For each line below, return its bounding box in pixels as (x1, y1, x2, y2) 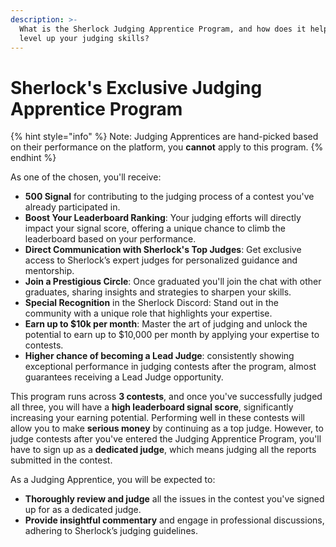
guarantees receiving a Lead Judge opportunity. (24, 371, 224, 383)
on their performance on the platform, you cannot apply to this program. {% (10, 141, 324, 153)
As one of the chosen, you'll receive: (10, 171, 162, 183)
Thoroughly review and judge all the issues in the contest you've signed (24, 493, 325, 505)
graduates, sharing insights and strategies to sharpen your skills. (24, 286, 292, 298)
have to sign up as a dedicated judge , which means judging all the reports (10, 444, 317, 456)
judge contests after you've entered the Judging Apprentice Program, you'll (10, 433, 322, 445)
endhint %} (10, 152, 57, 164)
